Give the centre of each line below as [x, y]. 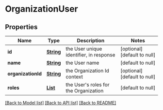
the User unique [84, 49]
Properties [21, 27]
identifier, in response [90, 55]
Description [91, 41]
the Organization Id [87, 71]
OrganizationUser [42, 9]
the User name [82, 63]
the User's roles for [87, 85]
